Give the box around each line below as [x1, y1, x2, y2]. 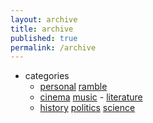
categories [24, 70, 70, 82]
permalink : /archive [10, 42, 97, 53]
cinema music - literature [39, 91, 143, 103]
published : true [10, 33, 78, 43]
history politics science [39, 102, 136, 114]
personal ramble [39, 81, 108, 93]
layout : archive [10, 14, 78, 25]
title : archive [10, 24, 74, 34]
